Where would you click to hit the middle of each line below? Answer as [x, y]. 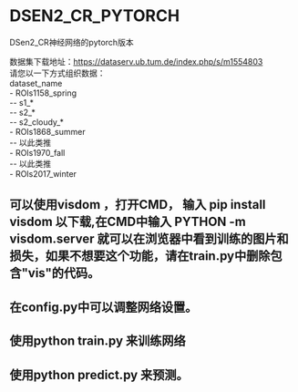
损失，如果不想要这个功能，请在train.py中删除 [140, 256]
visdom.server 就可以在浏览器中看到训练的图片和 [149, 239]
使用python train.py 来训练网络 [98, 341]
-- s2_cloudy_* [37, 122]
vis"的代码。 [64, 273]
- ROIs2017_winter [43, 173]
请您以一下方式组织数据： [57, 73]
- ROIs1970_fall [37, 152]
